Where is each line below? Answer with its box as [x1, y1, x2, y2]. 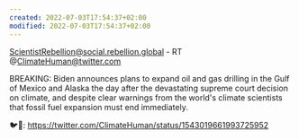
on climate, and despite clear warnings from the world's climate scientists [9, 91, 283, 103]
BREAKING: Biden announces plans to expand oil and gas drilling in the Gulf [9, 73, 290, 83]
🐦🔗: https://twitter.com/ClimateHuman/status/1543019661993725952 [9, 119, 269, 130]
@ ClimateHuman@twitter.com [9, 56, 122, 66]
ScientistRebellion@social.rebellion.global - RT [9, 46, 183, 56]
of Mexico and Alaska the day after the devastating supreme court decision [9, 83, 288, 93]
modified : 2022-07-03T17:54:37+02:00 [9, 22, 151, 30]
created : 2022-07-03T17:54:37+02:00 [9, 13, 147, 22]
